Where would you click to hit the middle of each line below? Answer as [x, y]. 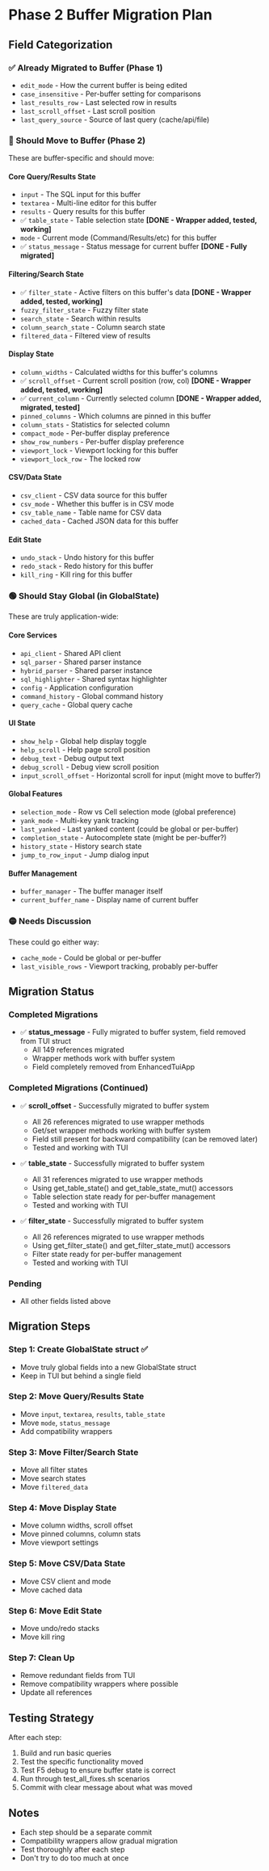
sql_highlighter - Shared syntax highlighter [94, 679]
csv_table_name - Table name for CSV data [90, 512]
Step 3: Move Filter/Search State [74, 1452]
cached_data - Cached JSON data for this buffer [99, 521]
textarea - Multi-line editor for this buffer [88, 203]
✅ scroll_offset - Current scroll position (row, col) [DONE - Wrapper [136, 381]
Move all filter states [54, 1470]
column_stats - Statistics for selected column [95, 424]
